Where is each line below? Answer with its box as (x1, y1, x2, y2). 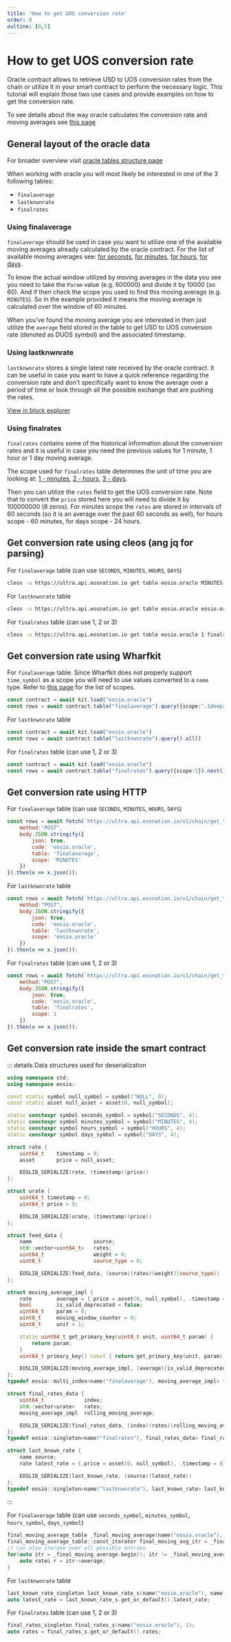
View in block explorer (7, 406, 71, 414)
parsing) (7, 548, 45, 559)
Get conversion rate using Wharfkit (7, 650, 162, 662)
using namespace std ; (7, 1074, 69, 1081)
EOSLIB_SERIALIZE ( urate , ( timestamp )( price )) (19, 1213, 153, 1220)
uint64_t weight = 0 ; (19, 1251, 128, 1259)
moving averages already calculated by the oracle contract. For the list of (7, 246, 214, 254)
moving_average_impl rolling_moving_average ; (19, 1410, 155, 1416)
